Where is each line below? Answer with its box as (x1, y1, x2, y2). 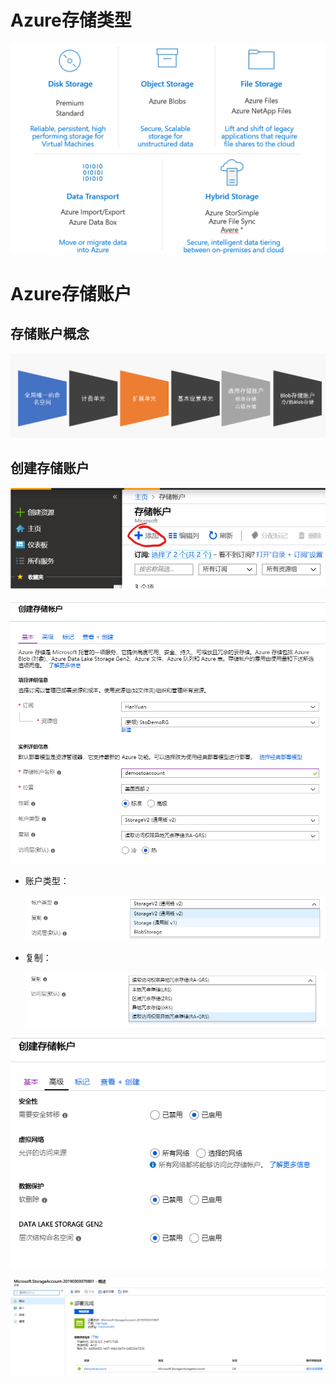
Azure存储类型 (10, 9, 132, 32)
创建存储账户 (10, 460, 90, 477)
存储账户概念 (10, 326, 90, 343)
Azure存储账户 (10, 282, 132, 305)
